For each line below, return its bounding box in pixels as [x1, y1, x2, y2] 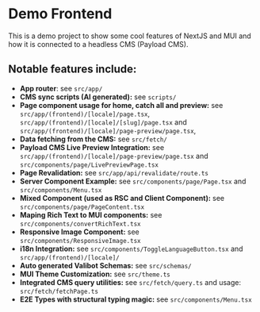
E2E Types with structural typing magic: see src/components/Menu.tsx [19, 295, 252, 304]
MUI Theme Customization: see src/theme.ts [19, 269, 170, 279]
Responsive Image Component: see [19, 227, 140, 237]
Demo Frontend [8, 5, 113, 23]
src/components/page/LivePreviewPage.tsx [19, 160, 159, 169]
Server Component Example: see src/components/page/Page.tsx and [19, 176, 247, 186]
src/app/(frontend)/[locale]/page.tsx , [19, 109, 151, 118]
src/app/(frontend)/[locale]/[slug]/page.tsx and [19, 117, 188, 127]
